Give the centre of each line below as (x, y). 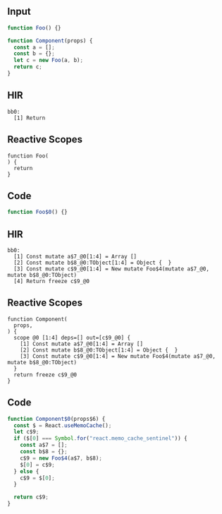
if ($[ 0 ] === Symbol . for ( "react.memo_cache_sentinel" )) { (101, 438)
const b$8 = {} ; (44, 452)
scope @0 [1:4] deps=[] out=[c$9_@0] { (72, 337)
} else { (26, 471)
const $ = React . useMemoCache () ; (63, 425)
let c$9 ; (26, 432)
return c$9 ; (31, 497)
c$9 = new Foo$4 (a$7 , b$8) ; (61, 458)
